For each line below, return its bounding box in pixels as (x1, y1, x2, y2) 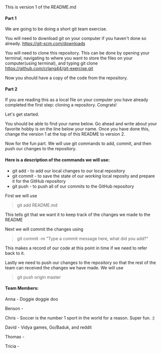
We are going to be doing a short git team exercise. (5, 26, 108, 32)
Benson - (5, 305, 24, 311)
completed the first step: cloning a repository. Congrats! (5, 102, 117, 108)
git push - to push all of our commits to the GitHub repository (12, 183, 134, 189)
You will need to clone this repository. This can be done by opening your (5, 50, 150, 56)
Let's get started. (5, 111, 40, 117)
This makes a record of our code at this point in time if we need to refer (5, 245, 147, 251)
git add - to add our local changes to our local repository (12, 168, 125, 174)
